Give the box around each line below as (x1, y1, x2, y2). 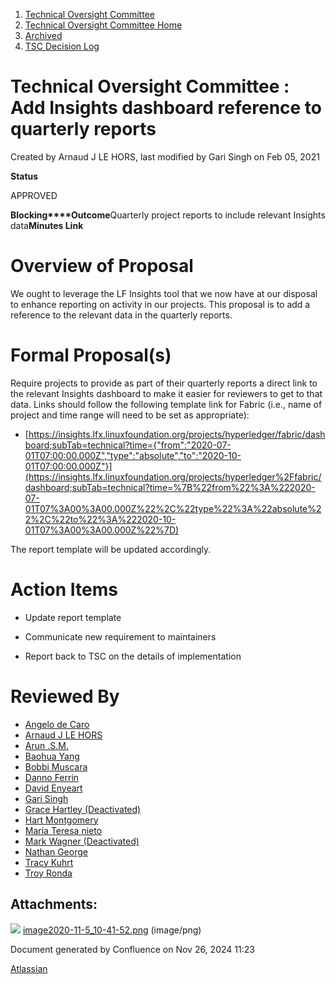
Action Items (10, 579, 118, 601)
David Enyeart (24, 782, 83, 794)
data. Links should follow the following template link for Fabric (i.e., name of (10, 398, 323, 410)
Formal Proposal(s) (10, 344, 172, 367)
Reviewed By (10, 685, 120, 708)
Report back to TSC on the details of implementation (24, 650, 242, 662)
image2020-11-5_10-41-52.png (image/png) (22, 924, 202, 936)
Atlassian (10, 962, 48, 974)
